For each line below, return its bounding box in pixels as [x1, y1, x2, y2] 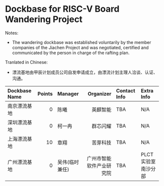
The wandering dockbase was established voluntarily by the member [12, 39, 151, 45]
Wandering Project [5, 14, 83, 25]
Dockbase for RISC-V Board [5, 3, 120, 15]
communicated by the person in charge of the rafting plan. [12, 50, 130, 56]
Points [37, 90, 53, 97]
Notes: [5, 30, 19, 36]
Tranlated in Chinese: [5, 59, 48, 65]
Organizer [87, 90, 111, 97]
